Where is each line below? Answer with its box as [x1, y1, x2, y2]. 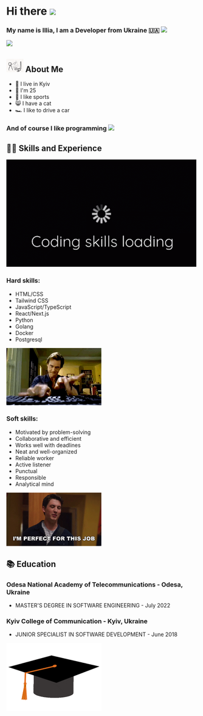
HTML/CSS [15, 290, 44, 297]
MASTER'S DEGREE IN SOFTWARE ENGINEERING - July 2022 [15, 602, 171, 609]
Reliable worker [15, 454, 55, 461]
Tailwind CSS [15, 297, 49, 304]
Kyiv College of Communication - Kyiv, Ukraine [6, 617, 148, 625]
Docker [15, 329, 34, 336]
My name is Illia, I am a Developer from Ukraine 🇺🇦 [6, 26, 160, 35]
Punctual [15, 467, 38, 474]
